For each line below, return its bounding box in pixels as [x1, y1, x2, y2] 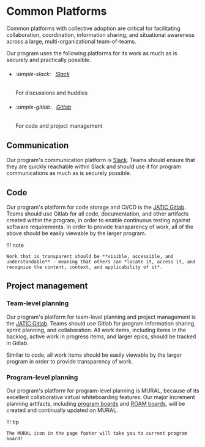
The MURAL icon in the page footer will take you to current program [6, 430, 188, 437]
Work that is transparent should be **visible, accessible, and [6, 253, 174, 259]
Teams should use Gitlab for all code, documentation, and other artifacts [6, 210, 189, 217]
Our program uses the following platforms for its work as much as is [6, 49, 177, 56]
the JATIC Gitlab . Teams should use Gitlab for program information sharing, [6, 319, 196, 327]
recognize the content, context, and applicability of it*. [6, 264, 163, 270]
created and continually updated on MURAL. [6, 406, 118, 414]
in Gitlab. [6, 339, 29, 346]
